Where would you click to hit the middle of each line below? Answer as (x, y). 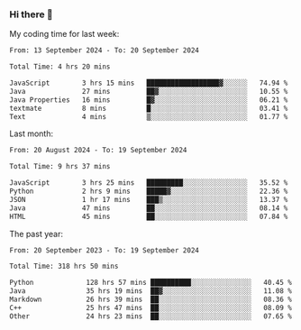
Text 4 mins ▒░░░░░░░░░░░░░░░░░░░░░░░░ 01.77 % (149, 116)
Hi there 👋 (32, 14)
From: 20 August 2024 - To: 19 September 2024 (98, 151)
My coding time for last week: (64, 34)
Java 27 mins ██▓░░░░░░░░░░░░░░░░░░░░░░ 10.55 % (149, 91)
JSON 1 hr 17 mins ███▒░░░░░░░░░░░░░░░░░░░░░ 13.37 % (149, 199)
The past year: (36, 234)
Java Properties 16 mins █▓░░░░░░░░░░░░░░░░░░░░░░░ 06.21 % (149, 100)
